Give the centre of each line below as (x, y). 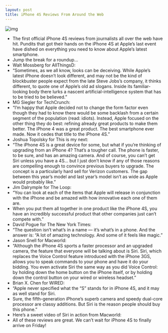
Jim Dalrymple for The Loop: (42, 187)
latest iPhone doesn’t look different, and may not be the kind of (77, 75)
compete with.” (28, 219)
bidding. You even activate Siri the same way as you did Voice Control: (85, 267)
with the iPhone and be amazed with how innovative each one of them (85, 197)
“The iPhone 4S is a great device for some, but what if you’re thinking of (87, 144)
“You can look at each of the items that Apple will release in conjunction (86, 192)
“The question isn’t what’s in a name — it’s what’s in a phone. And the (84, 229)
